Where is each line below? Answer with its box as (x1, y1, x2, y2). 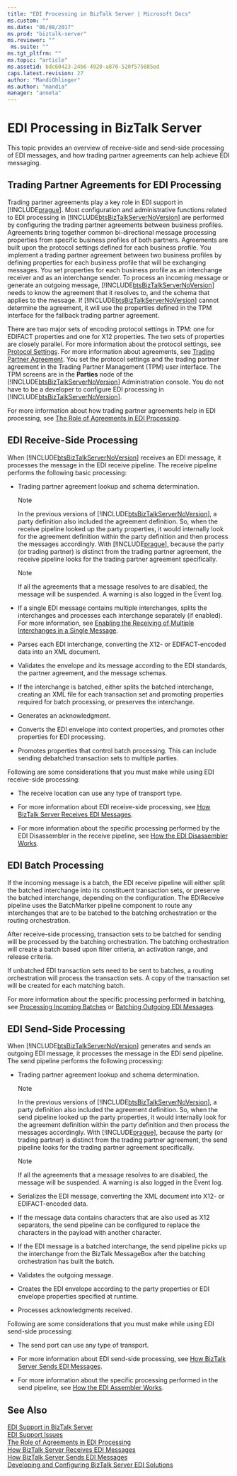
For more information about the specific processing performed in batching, (7, 994, 226, 1004)
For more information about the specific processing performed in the (17, 1376, 219, 1385)
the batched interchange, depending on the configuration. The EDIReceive (7, 893, 224, 901)
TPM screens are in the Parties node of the (7, 370, 134, 378)
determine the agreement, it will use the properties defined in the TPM (7, 303, 212, 312)
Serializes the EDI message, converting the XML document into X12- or (17, 1192, 225, 1201)
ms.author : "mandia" (7, 83, 69, 90)
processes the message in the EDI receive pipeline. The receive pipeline (7, 460, 218, 469)
